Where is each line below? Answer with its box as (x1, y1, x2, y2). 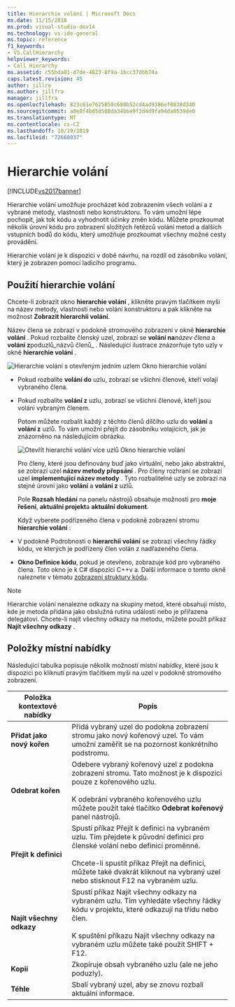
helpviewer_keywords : (7, 56, 71, 63)
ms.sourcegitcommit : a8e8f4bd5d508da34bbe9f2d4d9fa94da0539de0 (7, 108, 196, 115)
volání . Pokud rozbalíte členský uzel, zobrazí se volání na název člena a (7, 334, 215, 341)
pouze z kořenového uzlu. (71, 777, 157, 787)
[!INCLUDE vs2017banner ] (7, 187, 82, 196)
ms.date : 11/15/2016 (7, 17, 68, 24)
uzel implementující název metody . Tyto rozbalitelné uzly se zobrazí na (17, 474, 227, 483)
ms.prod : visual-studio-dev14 (7, 23, 96, 30)
